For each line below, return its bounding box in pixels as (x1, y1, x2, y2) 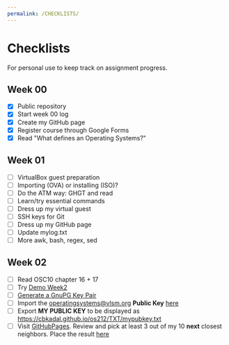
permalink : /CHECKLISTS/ (7, 10, 79, 17)
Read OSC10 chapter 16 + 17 (17, 275, 99, 284)
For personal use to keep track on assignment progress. (7, 64, 168, 72)
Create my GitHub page (17, 118, 86, 126)
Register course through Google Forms (17, 126, 129, 134)
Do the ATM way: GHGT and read (17, 189, 113, 197)
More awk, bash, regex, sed (17, 236, 97, 244)
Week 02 (7, 256, 47, 269)
